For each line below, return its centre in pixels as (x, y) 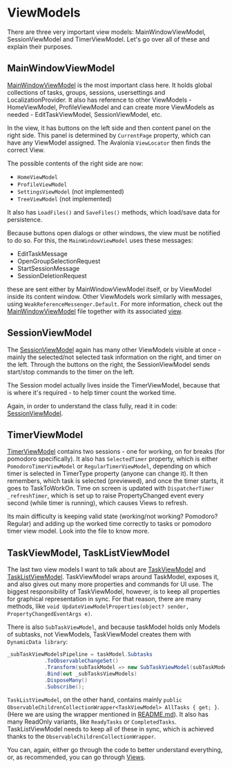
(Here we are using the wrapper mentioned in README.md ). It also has (108, 715)
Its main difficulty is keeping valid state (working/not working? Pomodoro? (113, 516)
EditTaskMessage (42, 253)
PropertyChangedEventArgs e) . (50, 614)
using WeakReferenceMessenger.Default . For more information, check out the (115, 304)
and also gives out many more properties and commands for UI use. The (110, 584)
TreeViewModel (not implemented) (64, 199)
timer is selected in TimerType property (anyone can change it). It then (108, 474)
